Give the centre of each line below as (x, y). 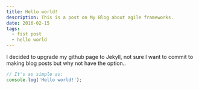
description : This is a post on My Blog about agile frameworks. (90, 17)
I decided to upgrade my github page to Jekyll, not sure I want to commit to (100, 57)
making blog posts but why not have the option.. (66, 63)
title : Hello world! (32, 12)
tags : (13, 29)
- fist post (27, 34)
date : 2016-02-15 (28, 23)
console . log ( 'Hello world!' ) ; (44, 80)
